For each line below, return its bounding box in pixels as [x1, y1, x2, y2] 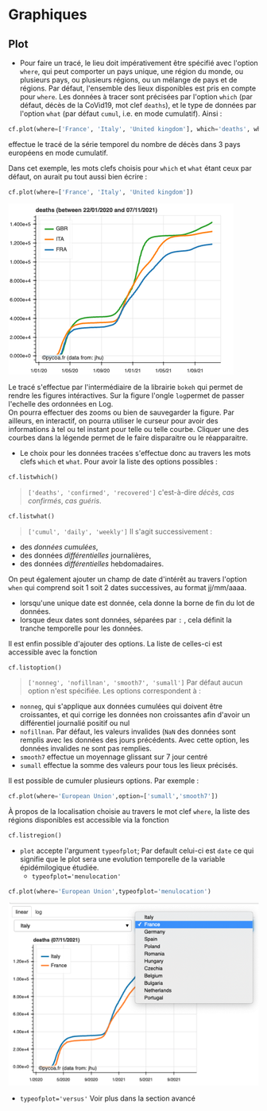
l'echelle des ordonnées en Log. [8, 399, 114, 408]
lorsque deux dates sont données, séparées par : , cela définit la [19, 615, 232, 624]
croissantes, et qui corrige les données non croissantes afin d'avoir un [19, 710, 250, 719]
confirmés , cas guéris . [27, 496, 102, 505]
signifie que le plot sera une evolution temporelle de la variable [19, 854, 226, 864]
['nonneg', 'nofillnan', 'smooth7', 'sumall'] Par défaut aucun [27, 677, 243, 688]
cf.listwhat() [8, 512, 56, 520]
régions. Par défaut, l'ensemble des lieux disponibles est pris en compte [19, 83, 257, 93]
